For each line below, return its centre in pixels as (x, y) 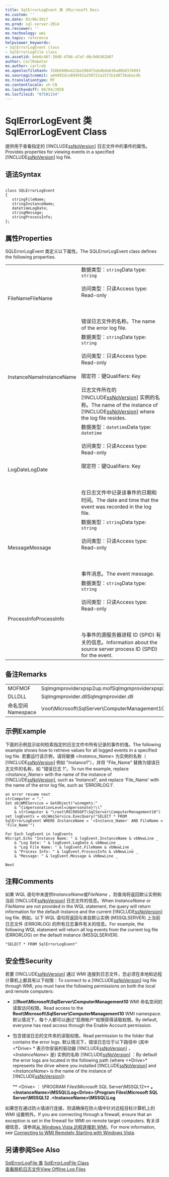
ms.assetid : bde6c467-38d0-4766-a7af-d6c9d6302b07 (59, 57)
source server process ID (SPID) (119, 649)
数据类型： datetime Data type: (116, 427)
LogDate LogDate (28, 469)
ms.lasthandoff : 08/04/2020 (35, 89)
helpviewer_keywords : (28, 43)
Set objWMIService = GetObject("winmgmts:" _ (54, 803)
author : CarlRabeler (27, 61)
